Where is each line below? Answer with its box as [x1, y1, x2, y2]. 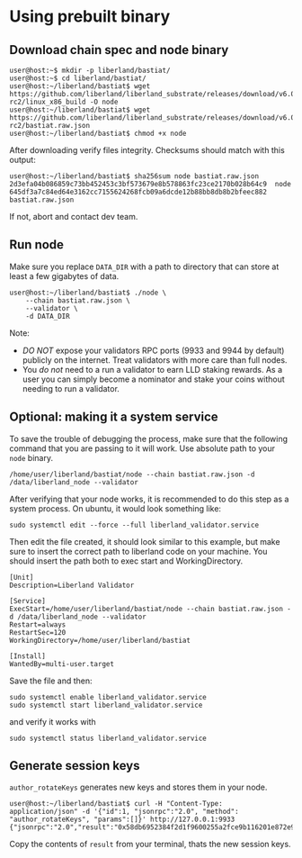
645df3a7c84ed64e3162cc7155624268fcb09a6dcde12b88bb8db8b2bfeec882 [9, 187, 268, 196]
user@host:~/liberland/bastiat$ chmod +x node [9, 129, 187, 138]
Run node [9, 237, 65, 253]
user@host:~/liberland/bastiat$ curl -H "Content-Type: [9, 799, 223, 808]
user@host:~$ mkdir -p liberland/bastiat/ [9, 66, 171, 75]
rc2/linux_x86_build [9, 97, 87, 106]
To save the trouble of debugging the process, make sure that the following [9, 433, 289, 444]
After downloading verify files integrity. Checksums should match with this [9, 145, 285, 155]
